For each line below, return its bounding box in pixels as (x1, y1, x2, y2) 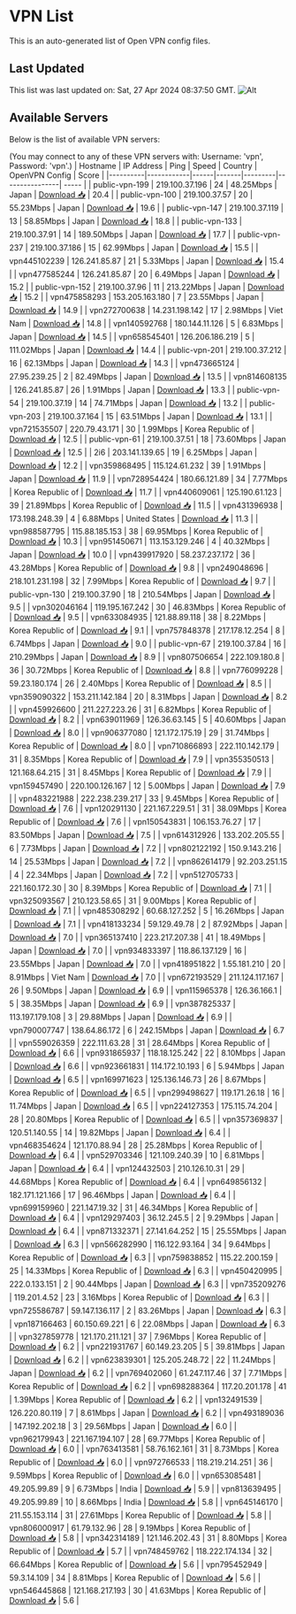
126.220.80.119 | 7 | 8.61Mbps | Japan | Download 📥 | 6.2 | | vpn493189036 (9, 1407, 285, 1418)
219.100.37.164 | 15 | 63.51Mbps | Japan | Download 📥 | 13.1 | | (47, 411, 273, 421)
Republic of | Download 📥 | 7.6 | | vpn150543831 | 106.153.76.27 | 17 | (9, 816, 262, 826)
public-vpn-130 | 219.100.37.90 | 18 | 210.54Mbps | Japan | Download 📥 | (9, 588, 276, 599)
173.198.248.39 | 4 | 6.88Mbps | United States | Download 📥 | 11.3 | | (9, 513, 259, 524)
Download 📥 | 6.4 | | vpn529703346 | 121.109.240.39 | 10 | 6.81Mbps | (9, 1149, 265, 1160)
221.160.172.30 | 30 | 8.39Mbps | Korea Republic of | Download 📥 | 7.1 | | (9, 882, 272, 893)
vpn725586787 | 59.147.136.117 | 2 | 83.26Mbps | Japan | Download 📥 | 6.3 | (9, 1305, 286, 1316)
